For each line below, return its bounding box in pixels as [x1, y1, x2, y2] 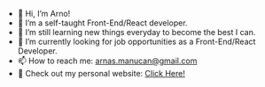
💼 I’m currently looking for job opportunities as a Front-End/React [17, 36, 256, 47]
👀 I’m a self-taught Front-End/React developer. [17, 18, 188, 28]
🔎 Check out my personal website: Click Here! [17, 69, 186, 78]
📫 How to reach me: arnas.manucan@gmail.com [17, 55, 198, 66]
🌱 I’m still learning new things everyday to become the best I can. [17, 27, 256, 37]
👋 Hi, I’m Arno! [17, 9, 71, 18]
